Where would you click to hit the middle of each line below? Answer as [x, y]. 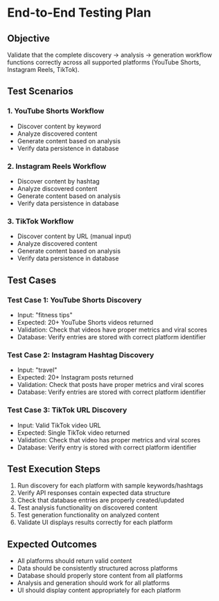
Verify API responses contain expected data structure [94, 493]
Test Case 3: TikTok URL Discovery [67, 410]
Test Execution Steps [54, 469]
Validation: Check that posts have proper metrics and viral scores [111, 385]
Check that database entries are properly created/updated [100, 501]
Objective [29, 38]
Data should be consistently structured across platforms [97, 568]
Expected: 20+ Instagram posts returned [75, 377]
